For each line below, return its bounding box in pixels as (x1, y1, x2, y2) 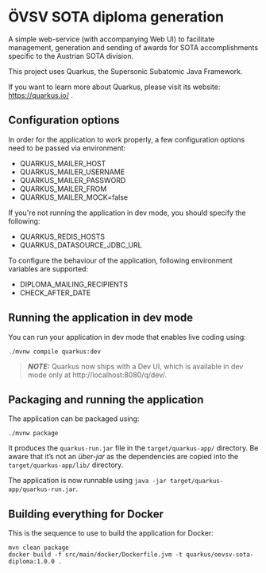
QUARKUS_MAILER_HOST (19, 158, 106, 168)
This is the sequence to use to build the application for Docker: (8, 528, 214, 538)
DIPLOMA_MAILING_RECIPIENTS (19, 279, 129, 289)
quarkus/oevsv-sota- (185, 551, 254, 559)
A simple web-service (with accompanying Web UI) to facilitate (8, 34, 215, 44)
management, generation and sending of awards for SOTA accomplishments (8, 42, 259, 52)
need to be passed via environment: (8, 143, 126, 153)
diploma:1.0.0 (8, 558, 56, 566)
